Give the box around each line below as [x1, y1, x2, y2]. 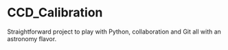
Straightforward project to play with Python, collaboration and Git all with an [7, 27, 222, 36]
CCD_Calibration [7, 5, 103, 21]
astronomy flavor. [7, 34, 57, 42]
